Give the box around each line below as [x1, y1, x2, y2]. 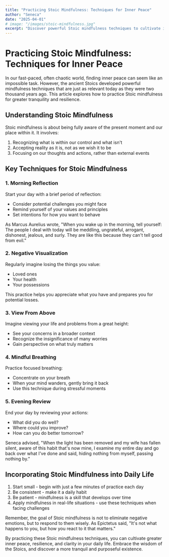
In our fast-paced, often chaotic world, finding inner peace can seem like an [5, 75, 162, 81]
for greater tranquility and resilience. [5, 97, 81, 103]
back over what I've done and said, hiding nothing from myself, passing [5, 450, 153, 456]
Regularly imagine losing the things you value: [5, 261, 101, 267]
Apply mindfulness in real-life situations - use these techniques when [12, 500, 156, 506]
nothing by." [5, 455, 30, 461]
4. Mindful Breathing [5, 354, 57, 361]
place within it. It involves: [5, 129, 59, 136]
